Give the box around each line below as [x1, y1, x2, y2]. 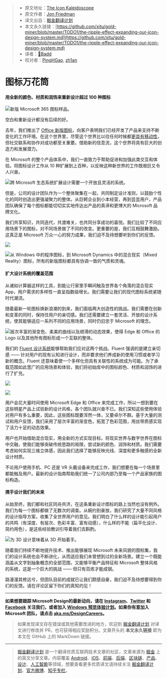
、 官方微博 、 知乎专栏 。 [21, 667, 70, 673]
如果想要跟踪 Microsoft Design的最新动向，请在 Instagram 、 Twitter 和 [5, 598, 151, 604]
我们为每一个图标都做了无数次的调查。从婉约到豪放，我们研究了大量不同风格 [5, 507, 162, 513]
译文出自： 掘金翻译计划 [24, 17, 73, 23]
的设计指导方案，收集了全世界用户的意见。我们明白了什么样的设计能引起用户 [5, 513, 162, 520]
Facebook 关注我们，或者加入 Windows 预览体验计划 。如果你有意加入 [5, 604, 149, 610]
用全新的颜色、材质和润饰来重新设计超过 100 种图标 [5, 94, 111, 100]
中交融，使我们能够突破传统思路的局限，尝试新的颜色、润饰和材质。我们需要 [5, 441, 162, 447]
